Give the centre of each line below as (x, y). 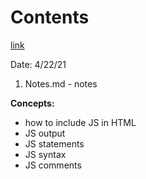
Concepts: (32, 103)
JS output (45, 133)
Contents (50, 17)
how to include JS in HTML (80, 122)
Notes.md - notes (61, 83)
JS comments (53, 165)
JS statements (54, 143)
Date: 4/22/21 (38, 64)
